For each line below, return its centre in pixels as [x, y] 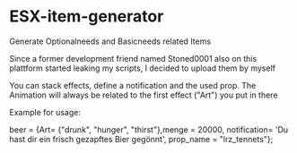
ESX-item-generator [87, 17]
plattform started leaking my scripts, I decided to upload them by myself [143, 68]
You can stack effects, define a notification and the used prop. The [133, 85]
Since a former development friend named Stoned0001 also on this [133, 58]
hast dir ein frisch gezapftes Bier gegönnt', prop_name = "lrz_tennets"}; [141, 139]
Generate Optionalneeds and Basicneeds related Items [110, 41]
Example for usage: [45, 112]
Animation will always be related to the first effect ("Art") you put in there [144, 95]
